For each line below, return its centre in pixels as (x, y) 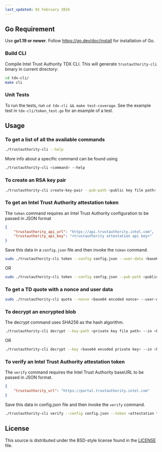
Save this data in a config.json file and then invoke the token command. (77, 250)
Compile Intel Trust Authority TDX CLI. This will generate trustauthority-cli (81, 64)
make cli (14, 82)
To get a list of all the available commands (55, 140)
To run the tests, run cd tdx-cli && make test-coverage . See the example (78, 105)
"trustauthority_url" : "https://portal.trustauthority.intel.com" (82, 391)
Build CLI (16, 53)
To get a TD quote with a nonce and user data (59, 289)
